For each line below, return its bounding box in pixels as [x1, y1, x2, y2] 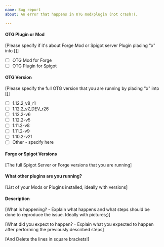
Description [5, 196, 30, 202]
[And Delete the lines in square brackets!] [5, 236, 90, 242]
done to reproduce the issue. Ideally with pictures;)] [5, 212, 111, 218]
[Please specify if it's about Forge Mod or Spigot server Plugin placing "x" [5, 42, 156, 48]
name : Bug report [5, 7, 41, 12]
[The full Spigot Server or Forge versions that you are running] [5, 162, 132, 168]
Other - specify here [12, 139, 54, 145]
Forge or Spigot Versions [5, 151, 57, 157]
